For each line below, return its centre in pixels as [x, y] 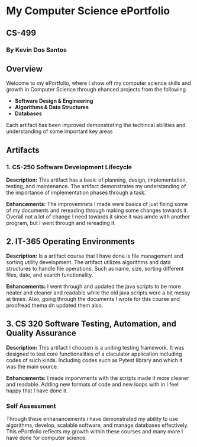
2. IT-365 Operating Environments [70, 242]
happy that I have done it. [37, 391]
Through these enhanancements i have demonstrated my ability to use [92, 419]
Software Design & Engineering [54, 101]
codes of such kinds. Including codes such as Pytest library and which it [94, 360]
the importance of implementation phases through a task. [76, 192]
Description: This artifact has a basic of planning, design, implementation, [97, 180]
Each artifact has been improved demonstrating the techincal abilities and [96, 125]
